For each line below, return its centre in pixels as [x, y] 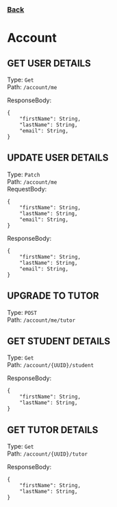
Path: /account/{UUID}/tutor [47, 453]
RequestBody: [27, 189]
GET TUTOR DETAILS [53, 430]
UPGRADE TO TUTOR [53, 296]
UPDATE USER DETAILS [58, 158]
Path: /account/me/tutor [41, 320]
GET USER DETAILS [49, 63]
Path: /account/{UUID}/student [51, 365]
